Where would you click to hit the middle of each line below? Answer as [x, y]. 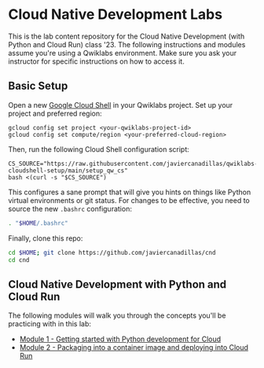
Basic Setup [38, 86]
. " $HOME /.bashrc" [38, 223]
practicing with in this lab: [50, 324]
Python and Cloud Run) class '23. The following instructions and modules [127, 44]
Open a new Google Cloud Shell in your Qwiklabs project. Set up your [121, 105]
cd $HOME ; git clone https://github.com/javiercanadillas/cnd [112, 252]
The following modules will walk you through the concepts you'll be [117, 315]
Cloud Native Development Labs [115, 15]
